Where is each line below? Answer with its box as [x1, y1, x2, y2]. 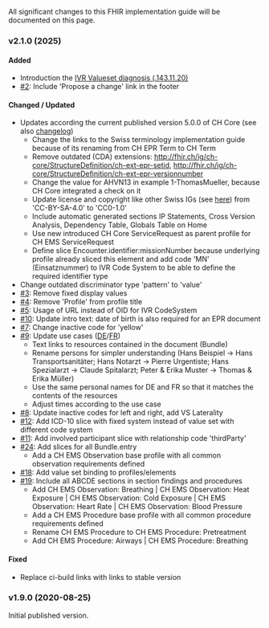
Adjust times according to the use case [31, 399, 162, 409]
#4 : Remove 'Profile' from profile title [19, 297, 143, 307]
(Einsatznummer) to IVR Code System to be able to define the [31, 263, 236, 272]
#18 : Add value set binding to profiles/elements [19, 467, 177, 477]
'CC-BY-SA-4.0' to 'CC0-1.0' [31, 203, 127, 213]
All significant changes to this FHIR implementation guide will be [8, 7, 221, 16]
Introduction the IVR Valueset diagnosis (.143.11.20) [19, 73, 189, 83]
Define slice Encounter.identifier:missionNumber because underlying [31, 246, 260, 255]
